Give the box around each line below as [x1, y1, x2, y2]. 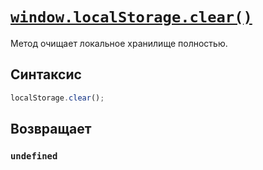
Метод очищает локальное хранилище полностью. [10, 37, 228, 49]
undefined [10, 150, 58, 162]
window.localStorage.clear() [10, 8, 253, 27]
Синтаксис [10, 66, 82, 83]
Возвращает [10, 121, 92, 138]
